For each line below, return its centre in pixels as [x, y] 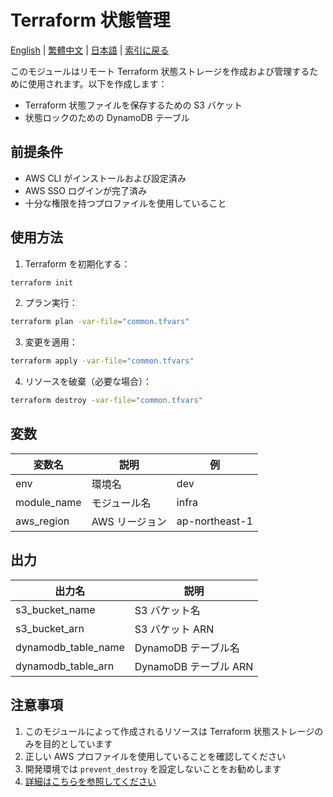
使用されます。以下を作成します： [97, 83]
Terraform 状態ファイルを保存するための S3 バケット [133, 105]
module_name [48, 502]
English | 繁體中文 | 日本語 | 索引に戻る [90, 50]
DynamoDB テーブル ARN [194, 666]
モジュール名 [121, 503]
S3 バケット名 [167, 610]
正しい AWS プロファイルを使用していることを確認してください [155, 756]
